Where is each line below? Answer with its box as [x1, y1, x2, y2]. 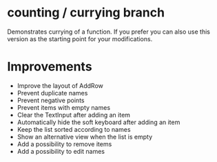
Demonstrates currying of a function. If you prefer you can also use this [7, 27, 210, 36]
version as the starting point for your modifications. [7, 34, 153, 43]
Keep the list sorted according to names [17, 125, 131, 133]
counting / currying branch [7, 5, 165, 21]
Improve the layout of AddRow [17, 81, 103, 90]
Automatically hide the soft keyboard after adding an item [17, 118, 180, 126]
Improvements [7, 59, 92, 75]
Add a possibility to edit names [17, 147, 105, 155]
